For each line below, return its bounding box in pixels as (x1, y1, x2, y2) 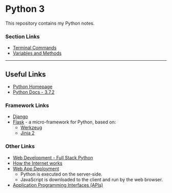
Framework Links (5, 101, 50, 109)
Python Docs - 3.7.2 (12, 89, 55, 95)
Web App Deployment (12, 165, 59, 171)
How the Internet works (12, 160, 62, 166)
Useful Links (5, 70, 46, 79)
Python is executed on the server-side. (20, 171, 102, 177)
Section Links (5, 33, 40, 40)
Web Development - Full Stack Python (12, 154, 93, 161)
